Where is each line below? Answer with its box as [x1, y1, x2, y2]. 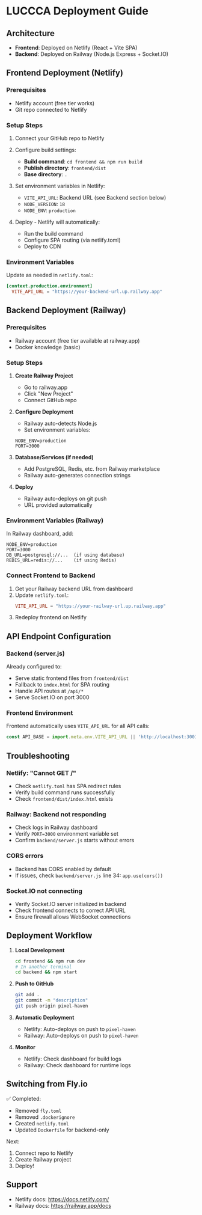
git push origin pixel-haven [14, 1003, 88, 1009]
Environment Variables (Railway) [6, 516, 104, 524]
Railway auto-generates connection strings [23, 472, 131, 479]
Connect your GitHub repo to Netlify [14, 134, 105, 142]
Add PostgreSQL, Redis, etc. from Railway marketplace [23, 465, 161, 473]
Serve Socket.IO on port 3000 [14, 694, 90, 701]
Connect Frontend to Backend [6, 571, 96, 580]
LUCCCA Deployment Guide [6, 4, 148, 18]
